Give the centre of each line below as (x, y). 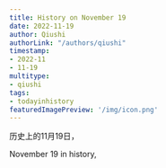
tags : (19, 93)
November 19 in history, (53, 155)
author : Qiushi (38, 34)
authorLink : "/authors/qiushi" (68, 43)
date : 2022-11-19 (42, 26)
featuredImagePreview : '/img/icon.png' (84, 110)
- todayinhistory (42, 101)
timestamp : (30, 51)
